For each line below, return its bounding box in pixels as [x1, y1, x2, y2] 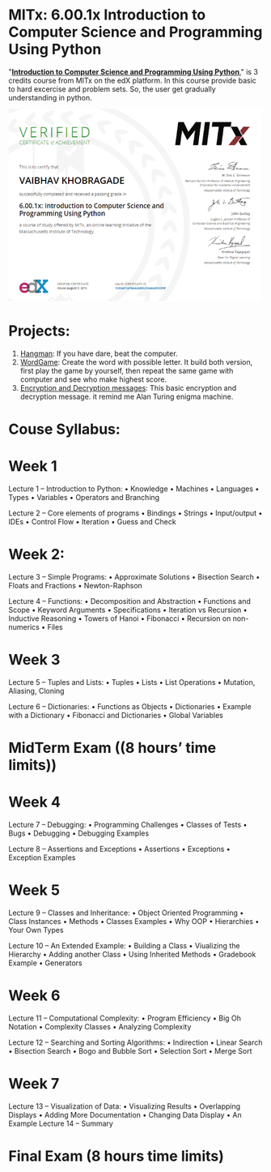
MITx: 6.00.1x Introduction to [8, 6, 206, 24]
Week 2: [8, 545, 65, 564]
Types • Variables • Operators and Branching [8, 493, 160, 503]
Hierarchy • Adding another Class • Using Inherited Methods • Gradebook [8, 950, 256, 960]
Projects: [8, 322, 70, 340]
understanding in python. [8, 92, 93, 102]
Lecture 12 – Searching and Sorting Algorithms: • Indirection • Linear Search [8, 1037, 263, 1047]
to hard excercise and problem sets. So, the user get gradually [8, 83, 216, 94]
